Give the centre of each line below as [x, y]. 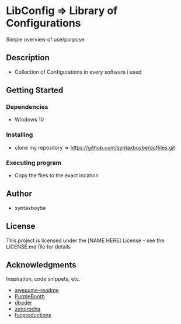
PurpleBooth [29, 297]
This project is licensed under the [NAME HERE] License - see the [85, 240]
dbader [23, 303]
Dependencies [27, 107]
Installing [20, 135]
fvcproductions [33, 315]
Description [28, 58]
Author [19, 194]
